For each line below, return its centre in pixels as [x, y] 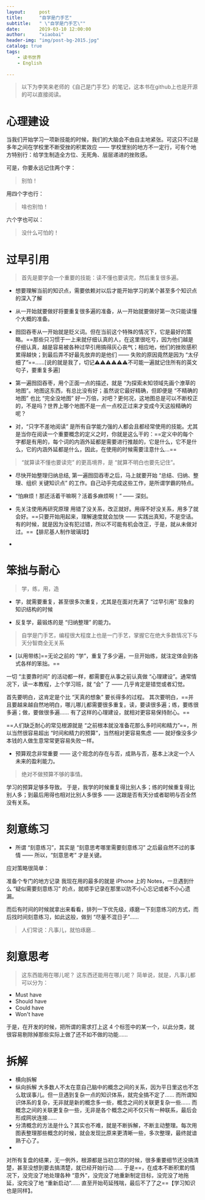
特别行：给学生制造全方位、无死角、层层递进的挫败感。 [81, 155]
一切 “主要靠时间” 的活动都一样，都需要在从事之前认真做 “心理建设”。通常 [99, 677]
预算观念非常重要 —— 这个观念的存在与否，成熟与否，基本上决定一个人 [105, 754]
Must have [28, 995]
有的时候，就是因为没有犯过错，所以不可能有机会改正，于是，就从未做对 [106, 524]
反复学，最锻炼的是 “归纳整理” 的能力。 [65, 622]
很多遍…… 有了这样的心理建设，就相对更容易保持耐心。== [117, 713]
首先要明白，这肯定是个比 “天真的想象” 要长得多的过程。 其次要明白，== [97, 697]
